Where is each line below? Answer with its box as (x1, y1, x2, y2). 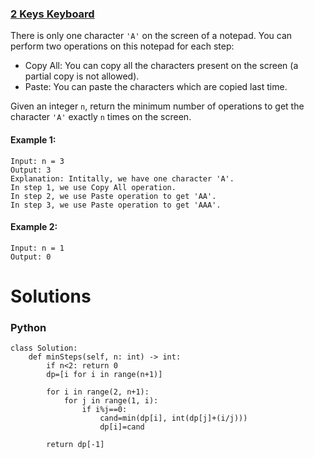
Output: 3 (10, 165, 52, 175)
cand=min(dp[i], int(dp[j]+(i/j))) (99, 413, 248, 424)
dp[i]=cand (99, 422, 145, 432)
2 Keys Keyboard (10, 7, 95, 21)
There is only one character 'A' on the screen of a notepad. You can (10, 30, 293, 42)
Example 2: (10, 221, 58, 233)
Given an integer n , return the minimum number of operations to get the (10, 100, 305, 112)
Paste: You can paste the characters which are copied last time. (24, 81, 288, 93)
